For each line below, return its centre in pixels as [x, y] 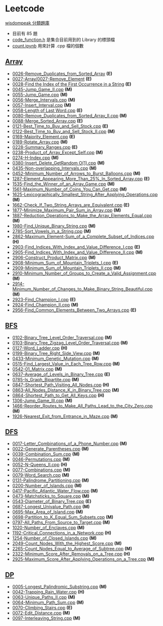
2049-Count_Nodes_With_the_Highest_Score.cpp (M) [67, 543]
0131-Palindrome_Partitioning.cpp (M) [51, 481]
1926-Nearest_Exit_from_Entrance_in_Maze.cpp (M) [65, 416]
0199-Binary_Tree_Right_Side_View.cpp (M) [56, 353]
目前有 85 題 [25, 33]
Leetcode [25, 9]
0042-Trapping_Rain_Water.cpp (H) [48, 592]
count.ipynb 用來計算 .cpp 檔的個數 [48, 45]
